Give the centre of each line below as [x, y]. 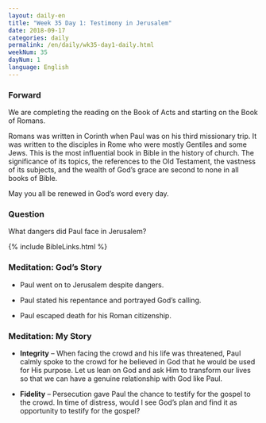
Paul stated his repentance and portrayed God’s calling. [110, 300]
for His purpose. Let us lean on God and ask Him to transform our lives [135, 370]
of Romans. [27, 121]
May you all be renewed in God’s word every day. [89, 194]
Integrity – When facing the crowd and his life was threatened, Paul [130, 353]
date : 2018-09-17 [37, 30]
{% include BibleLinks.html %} [58, 247]
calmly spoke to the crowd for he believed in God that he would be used [137, 361]
